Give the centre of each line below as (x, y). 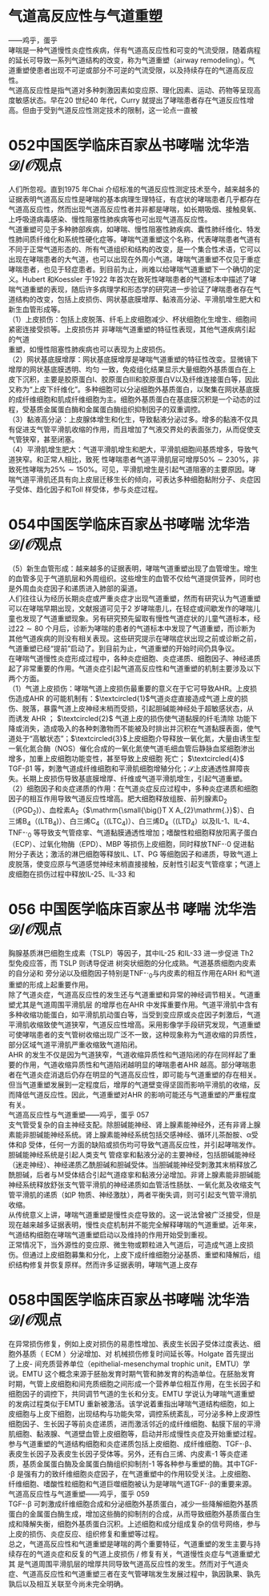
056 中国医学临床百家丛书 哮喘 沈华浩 (132, 910)
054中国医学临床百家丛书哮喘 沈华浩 (129, 525)
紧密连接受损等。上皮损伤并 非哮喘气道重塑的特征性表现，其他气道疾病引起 (132, 329)
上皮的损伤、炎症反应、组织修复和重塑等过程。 (85, 1534)
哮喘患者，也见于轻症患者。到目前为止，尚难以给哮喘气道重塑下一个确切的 (131, 269)
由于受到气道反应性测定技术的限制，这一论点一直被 (113, 110)
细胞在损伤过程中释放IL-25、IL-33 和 (75, 874)
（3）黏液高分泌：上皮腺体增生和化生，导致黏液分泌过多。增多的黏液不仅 (130, 419)
